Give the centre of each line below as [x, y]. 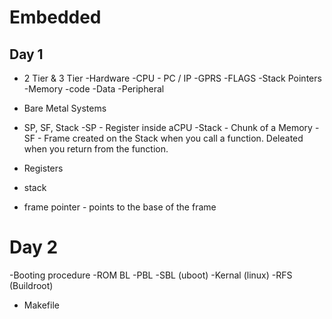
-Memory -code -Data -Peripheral [94, 89]
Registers [43, 168]
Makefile [41, 305]
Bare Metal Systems [65, 108]
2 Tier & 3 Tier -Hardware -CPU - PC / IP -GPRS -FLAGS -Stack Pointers [172, 78]
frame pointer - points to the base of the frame [120, 207]
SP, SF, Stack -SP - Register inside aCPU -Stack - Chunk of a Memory [168, 127]
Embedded [55, 17]
